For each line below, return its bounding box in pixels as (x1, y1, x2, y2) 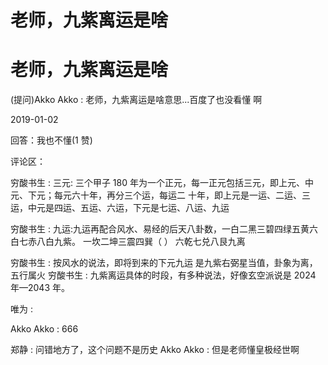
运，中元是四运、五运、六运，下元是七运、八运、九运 (10, 202, 230, 214)
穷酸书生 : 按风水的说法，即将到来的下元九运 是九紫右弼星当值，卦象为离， (10, 257, 318, 269)
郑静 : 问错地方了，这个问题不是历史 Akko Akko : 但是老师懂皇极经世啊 (10, 344, 300, 356)
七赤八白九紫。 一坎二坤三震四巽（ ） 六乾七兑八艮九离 (18, 236, 246, 248)
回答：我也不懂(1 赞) (10, 134, 93, 146)
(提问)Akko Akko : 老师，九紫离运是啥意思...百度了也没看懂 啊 (10, 94, 263, 106)
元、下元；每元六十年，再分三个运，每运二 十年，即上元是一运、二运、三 (10, 189, 311, 201)
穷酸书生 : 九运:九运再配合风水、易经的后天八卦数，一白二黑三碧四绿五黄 (10, 223, 310, 235)
